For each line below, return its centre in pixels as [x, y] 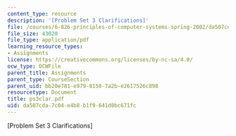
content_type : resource [42, 14]
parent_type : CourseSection [48, 79]
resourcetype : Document [42, 92]
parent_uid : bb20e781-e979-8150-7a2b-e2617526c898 [83, 86]
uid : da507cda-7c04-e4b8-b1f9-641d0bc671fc [72, 106]
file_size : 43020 [33, 33]
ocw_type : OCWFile [34, 66]
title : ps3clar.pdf [36, 99]
